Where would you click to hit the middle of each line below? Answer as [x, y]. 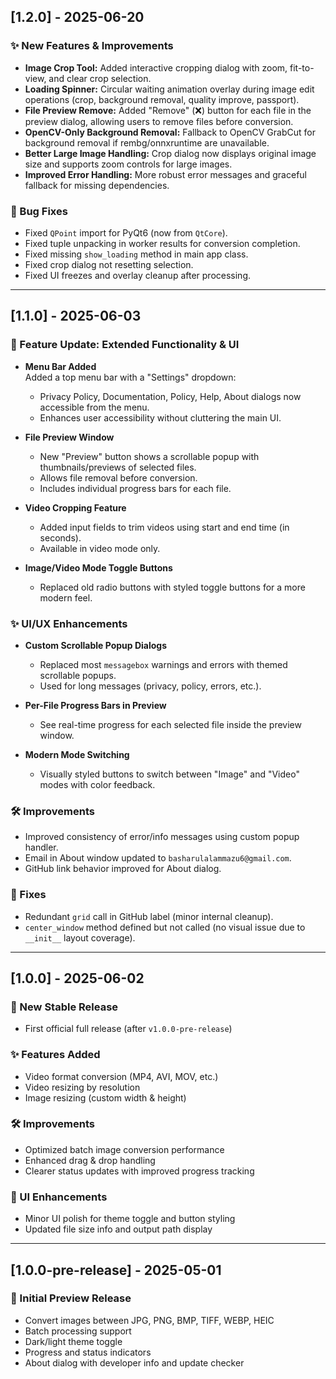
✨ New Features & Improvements [92, 46]
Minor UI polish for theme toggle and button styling [130, 1219]
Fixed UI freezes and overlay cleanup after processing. [137, 275]
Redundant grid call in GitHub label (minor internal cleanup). [149, 916]
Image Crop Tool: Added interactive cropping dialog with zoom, [156, 67]
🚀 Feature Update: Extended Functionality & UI [125, 345]
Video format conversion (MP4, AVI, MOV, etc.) [121, 1076]
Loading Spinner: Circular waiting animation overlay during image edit [169, 89]
